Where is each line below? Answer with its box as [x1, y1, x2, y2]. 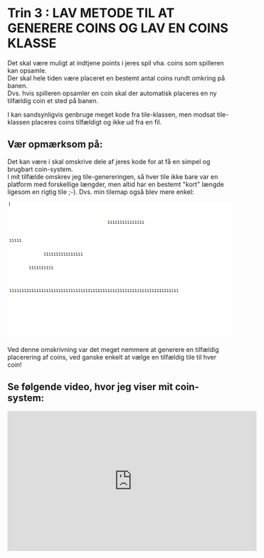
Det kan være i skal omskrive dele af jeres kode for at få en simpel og [7, 157, 211, 166]
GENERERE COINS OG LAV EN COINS [7, 20, 229, 36]
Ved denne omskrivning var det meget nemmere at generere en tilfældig [7, 345, 219, 353]
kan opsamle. [7, 66, 47, 75]
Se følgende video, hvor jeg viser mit [7, 380, 173, 392]
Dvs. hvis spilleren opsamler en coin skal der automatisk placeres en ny [7, 89, 217, 97]
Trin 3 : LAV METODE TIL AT [7, 5, 175, 21]
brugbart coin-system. [7, 165, 73, 173]
